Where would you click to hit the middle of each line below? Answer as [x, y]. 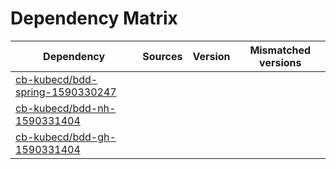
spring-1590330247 [66, 92]
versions [280, 62]
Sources [162, 56]
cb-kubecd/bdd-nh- [66, 108]
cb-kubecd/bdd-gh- [66, 137]
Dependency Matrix [94, 18]
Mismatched [280, 50]
